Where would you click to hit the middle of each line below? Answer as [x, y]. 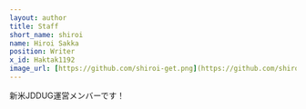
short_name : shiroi [46, 35]
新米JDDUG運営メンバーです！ [67, 95]
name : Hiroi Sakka [44, 43]
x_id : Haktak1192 [42, 60]
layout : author [38, 18]
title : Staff [34, 26]
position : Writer [42, 52]
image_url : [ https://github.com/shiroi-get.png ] [103, 69]
